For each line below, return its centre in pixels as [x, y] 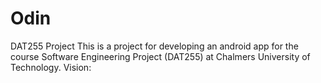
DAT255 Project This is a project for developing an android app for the [154, 46]
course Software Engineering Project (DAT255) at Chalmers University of [160, 56]
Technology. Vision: [51, 67]
